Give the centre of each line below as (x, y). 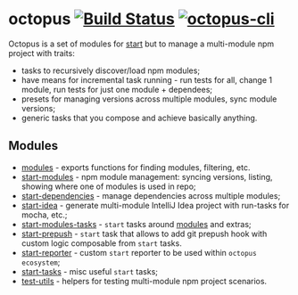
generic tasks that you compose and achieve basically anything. (139, 118)
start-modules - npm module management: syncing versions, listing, (147, 176)
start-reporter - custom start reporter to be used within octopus (139, 252)
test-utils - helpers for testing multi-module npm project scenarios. (144, 281)
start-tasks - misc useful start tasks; (89, 271)
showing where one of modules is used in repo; (109, 186)
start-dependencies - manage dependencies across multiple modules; (151, 195)
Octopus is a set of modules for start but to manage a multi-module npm (141, 44)
